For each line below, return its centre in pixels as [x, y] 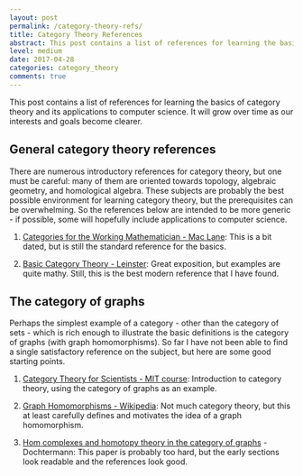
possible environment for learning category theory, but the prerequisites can [151, 200]
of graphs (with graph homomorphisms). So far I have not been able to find [149, 343]
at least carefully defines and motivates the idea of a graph [132, 416]
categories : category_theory [64, 69]
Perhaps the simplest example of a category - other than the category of [144, 323]
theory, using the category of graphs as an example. [120, 389]
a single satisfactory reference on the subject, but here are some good [141, 352]
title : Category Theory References [76, 34]
